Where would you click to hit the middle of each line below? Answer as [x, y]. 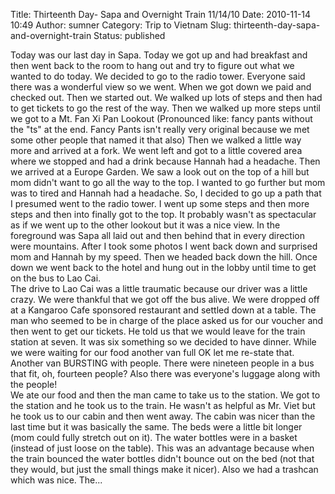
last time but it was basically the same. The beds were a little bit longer [156, 427]
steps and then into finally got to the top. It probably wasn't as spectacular [163, 214]
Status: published [129, 35]
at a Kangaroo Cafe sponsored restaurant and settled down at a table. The [163, 310]
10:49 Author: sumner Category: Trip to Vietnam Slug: [121, 25]
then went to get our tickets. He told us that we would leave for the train [158, 331]
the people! [34, 384]
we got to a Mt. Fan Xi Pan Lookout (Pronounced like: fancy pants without [161, 118]
